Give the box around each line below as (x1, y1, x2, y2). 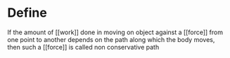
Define (7, 5, 47, 21)
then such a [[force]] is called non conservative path (7, 43, 160, 51)
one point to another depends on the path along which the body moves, (7, 35, 215, 43)
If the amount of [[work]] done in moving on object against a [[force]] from (7, 28, 224, 36)
